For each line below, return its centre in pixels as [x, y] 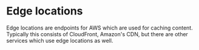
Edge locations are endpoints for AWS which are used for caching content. [99, 28]
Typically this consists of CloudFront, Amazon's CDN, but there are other [97, 34]
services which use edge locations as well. [60, 40]
